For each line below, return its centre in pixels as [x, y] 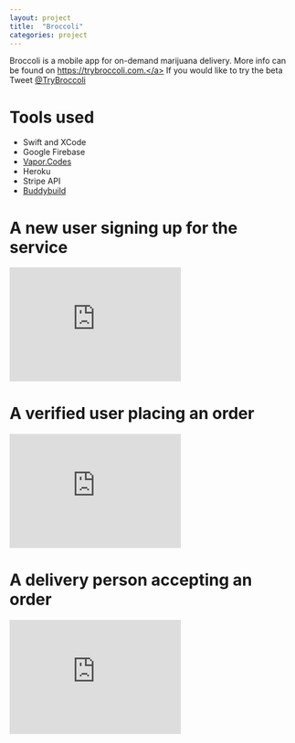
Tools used [52, 117]
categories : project [49, 35]
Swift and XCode [54, 142]
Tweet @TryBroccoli [48, 80]
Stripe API [42, 181]
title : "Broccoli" [47, 26]
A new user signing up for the [124, 228]
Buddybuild [44, 191]
